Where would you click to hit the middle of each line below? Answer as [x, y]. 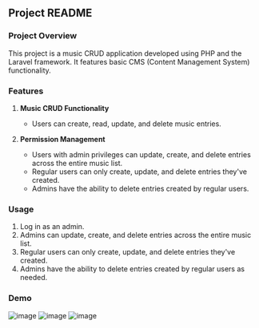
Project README [50, 13]
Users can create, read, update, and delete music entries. [126, 124]
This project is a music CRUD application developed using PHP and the [125, 53]
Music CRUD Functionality [64, 108]
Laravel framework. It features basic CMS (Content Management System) [129, 61]
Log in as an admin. [52, 227]
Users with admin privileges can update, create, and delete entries [141, 154]
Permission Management [62, 139]
